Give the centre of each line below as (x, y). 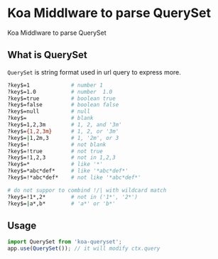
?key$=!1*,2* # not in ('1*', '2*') (73, 197)
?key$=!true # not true (55, 151)
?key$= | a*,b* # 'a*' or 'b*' (61, 204)
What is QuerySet (47, 55)
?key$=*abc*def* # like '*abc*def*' (68, 171)
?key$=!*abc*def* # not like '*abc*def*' (74, 177)
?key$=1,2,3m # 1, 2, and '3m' (65, 125)
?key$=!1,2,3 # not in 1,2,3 (61, 158)
